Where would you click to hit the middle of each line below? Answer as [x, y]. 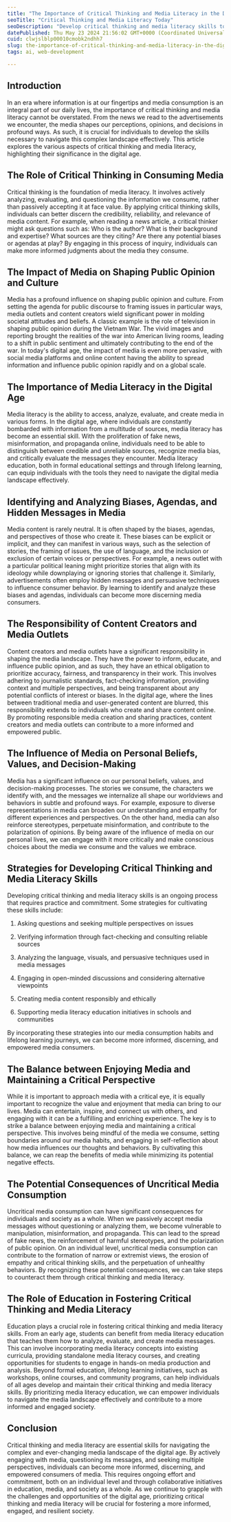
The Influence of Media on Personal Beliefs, [102, 754]
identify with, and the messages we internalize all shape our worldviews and [115, 795]
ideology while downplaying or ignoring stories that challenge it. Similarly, [111, 573]
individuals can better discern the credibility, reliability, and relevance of [109, 213]
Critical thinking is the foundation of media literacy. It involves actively [106, 192]
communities [35, 1019]
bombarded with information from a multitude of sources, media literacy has [115, 429]
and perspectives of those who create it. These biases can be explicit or [109, 536]
